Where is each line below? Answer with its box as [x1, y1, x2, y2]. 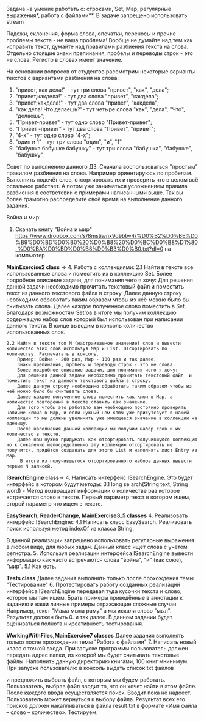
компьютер [15, 252, 46, 259]
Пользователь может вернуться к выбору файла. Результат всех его [6, 696, 186, 702]
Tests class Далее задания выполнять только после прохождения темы [6, 575, 194, 581]
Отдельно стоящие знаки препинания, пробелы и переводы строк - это [6, 50, 193, 57]
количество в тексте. [6, 431, 62, 437]
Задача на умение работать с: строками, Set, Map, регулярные [6, 6, 172, 12]
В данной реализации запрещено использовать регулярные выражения [6, 537, 195, 543]
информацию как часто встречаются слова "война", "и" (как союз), [6, 556, 183, 563]
